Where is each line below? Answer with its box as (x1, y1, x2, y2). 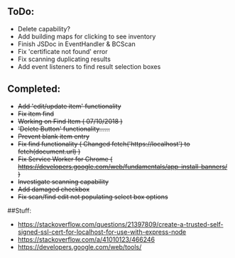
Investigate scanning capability (17, 177, 109, 186)
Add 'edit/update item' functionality (17, 102, 122, 110)
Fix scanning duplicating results (17, 55, 111, 63)
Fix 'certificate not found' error (17, 47, 108, 55)
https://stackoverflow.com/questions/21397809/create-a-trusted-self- (17, 220, 224, 228)
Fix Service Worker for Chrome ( (17, 154, 113, 163)
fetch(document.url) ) (17, 147, 81, 156)
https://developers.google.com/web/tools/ (17, 242, 142, 251)
